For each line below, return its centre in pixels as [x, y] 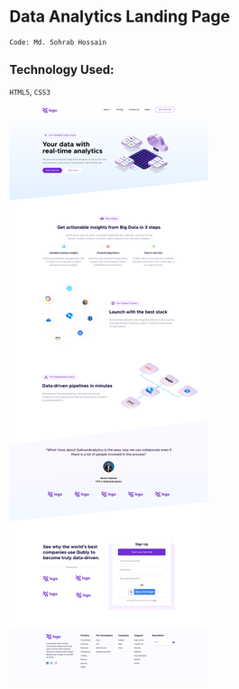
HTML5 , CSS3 [30, 91]
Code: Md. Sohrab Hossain [58, 42]
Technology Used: [62, 70]
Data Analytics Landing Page [120, 17]
